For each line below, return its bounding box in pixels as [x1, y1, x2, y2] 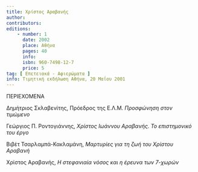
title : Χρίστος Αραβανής [6, 8, 69, 15]
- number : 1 [17, 31, 47, 37]
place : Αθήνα [22, 43, 56, 49]
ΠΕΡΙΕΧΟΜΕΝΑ [6, 93, 45, 100]
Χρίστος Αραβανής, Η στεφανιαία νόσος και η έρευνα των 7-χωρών [6, 159, 179, 166]
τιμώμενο [6, 111, 30, 118]
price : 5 [22, 65, 45, 71]
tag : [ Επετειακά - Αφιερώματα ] [6, 71, 91, 77]
